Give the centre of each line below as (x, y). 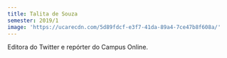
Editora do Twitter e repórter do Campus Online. (78, 47)
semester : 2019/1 (33, 21)
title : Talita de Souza (43, 14)
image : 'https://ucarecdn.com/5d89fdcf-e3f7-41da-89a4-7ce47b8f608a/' (114, 27)
